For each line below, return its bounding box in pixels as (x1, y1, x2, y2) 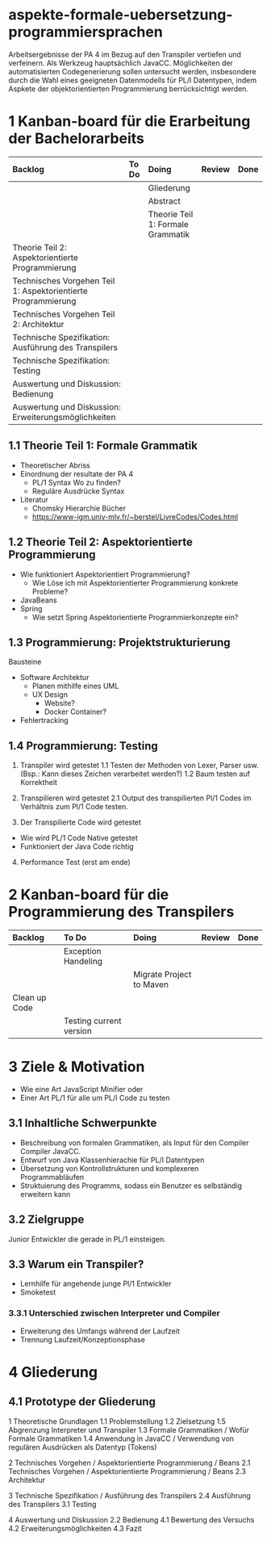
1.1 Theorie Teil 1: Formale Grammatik (8, 439, 198, 453)
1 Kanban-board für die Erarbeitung (8, 112, 251, 131)
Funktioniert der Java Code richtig (19, 842, 135, 851)
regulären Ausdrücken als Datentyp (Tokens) (8, 1442, 157, 1451)
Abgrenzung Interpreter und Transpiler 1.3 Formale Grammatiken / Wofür (8, 1425, 250, 1434)
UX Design (31, 690, 69, 699)
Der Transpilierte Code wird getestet (19, 817, 141, 827)
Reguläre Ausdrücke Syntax (31, 486, 125, 496)
